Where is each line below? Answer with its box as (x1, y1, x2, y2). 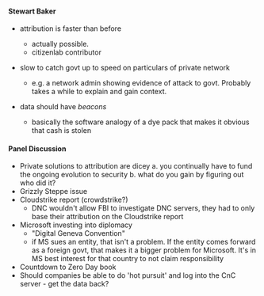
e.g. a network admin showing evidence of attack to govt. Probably (31, 78, 251, 88)
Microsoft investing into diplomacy (19, 220, 133, 230)
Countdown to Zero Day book (19, 262, 117, 272)
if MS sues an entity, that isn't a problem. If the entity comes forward (31, 237, 256, 247)
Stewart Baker (8, 6, 56, 16)
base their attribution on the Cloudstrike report (31, 212, 184, 222)
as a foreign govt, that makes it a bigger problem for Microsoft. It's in (31, 245, 256, 255)
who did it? (19, 178, 56, 188)
